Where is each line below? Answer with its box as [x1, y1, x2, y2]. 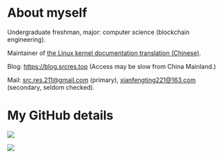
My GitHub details [7, 108, 114, 123]
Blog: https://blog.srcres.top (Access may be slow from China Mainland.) [7, 62, 216, 70]
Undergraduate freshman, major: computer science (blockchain [7, 28, 190, 36]
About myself [7, 5, 88, 21]
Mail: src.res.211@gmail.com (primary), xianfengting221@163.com [7, 75, 197, 84]
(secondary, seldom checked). [7, 83, 95, 91]
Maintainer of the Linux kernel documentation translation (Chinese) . [7, 49, 201, 57]
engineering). [7, 35, 46, 43]
